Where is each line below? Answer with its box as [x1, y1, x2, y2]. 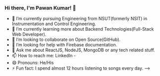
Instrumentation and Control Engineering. [11, 21, 96, 27]
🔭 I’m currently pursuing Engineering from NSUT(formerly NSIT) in [11, 16, 147, 22]
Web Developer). [11, 32, 47, 38]
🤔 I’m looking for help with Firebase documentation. [11, 42, 117, 48]
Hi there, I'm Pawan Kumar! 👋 [4, 4, 76, 11]
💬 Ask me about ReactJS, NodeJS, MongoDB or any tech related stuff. [11, 47, 156, 53]
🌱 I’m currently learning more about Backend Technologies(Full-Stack [11, 26, 154, 32]
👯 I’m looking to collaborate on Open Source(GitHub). [11, 37, 121, 42]
